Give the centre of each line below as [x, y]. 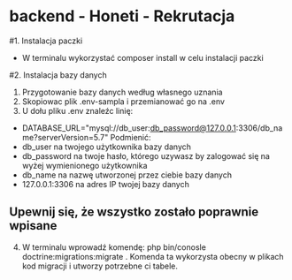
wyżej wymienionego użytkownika [85, 165]
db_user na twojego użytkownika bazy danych [107, 147]
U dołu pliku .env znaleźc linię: [77, 110]
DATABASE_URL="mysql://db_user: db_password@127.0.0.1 [129, 128]
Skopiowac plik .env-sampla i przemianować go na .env [123, 101]
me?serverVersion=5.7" [65, 137]
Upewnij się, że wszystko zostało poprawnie [134, 212]
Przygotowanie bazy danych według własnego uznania [122, 92]
